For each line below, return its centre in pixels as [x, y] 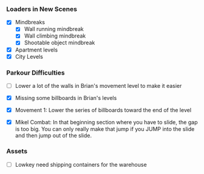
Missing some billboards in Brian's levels [66, 98]
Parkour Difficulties [36, 73]
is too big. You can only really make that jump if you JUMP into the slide [105, 129]
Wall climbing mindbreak [55, 36]
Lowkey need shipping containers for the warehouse [81, 164]
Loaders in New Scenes [42, 9]
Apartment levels [36, 50]
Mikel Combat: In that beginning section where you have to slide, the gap [106, 122]
